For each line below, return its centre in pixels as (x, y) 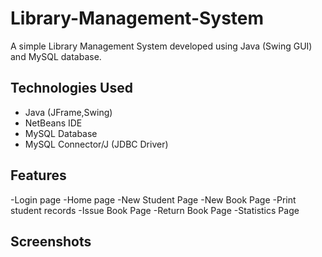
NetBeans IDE (53, 123)
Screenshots (51, 241)
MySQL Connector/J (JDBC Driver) (96, 144)
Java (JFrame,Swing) (68, 112)
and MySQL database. (56, 56)
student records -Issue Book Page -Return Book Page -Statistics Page (155, 210)
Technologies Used (71, 88)
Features (38, 175)
